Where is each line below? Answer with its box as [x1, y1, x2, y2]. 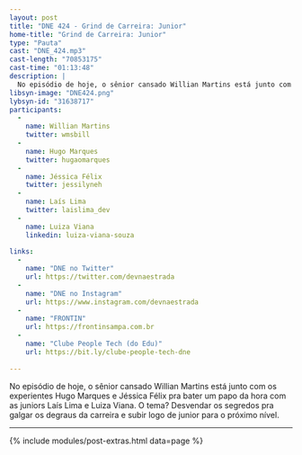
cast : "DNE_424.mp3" [9, 47, 87, 56]
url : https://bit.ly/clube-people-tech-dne [25, 347, 191, 356]
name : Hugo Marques [25, 147, 99, 156]
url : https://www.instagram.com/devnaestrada [25, 298, 200, 307]
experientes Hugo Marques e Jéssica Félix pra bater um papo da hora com [9, 390, 287, 401]
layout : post [9, 13, 58, 22]
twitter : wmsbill [25, 130, 91, 139]
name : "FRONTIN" [25, 314, 87, 324]
